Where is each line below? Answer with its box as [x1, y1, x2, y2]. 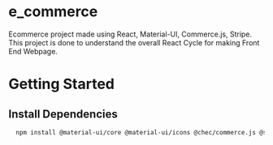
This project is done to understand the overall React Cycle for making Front [8, 37, 260, 47]
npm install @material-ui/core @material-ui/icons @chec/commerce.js [15, 128, 256, 136]
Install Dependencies [8, 107, 118, 121]
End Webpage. [8, 46, 58, 56]
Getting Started [8, 75, 115, 93]
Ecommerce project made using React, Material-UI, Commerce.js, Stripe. [8, 29, 253, 39]
